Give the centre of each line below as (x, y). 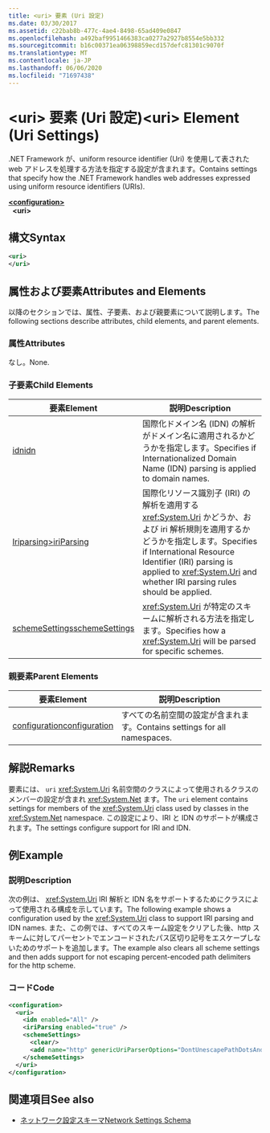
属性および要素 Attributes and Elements (107, 291)
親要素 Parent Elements (53, 677)
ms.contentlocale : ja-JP (50, 61)
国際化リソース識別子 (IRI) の (196, 493)
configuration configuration (63, 726)
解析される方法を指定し (211, 618)
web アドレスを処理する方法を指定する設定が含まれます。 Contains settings (133, 169)
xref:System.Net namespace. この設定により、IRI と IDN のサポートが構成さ (134, 817)
